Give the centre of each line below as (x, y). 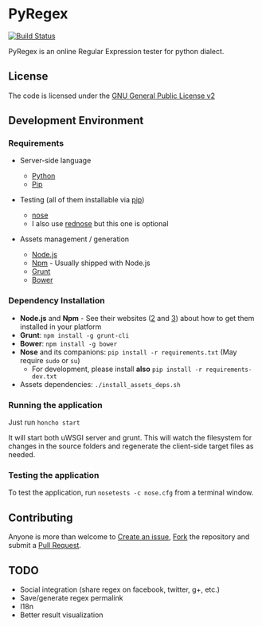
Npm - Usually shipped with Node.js (91, 263)
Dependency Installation (57, 301)
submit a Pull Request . (45, 546)
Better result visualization (61, 615)
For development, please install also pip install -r (117, 369)
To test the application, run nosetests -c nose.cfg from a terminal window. (131, 493)
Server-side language (55, 161)
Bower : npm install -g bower (68, 343)
